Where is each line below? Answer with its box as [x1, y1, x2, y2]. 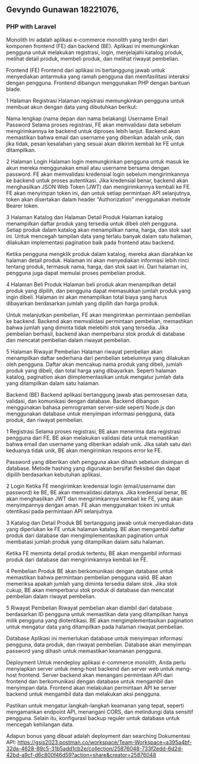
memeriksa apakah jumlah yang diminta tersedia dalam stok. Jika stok [6, 580, 178, 587]
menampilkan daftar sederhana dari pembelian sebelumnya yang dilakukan [6, 354, 190, 361]
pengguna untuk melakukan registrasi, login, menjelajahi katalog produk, [6, 49, 184, 56]
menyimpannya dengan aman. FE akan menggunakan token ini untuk [6, 501, 175, 509]
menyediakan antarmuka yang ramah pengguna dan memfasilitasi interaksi [6, 72, 190, 80]
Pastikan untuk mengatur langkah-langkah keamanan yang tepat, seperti [6, 702, 184, 709]
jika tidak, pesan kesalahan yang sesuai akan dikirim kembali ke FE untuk [6, 140, 185, 147]
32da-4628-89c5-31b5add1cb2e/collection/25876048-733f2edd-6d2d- [6, 745, 184, 752]
